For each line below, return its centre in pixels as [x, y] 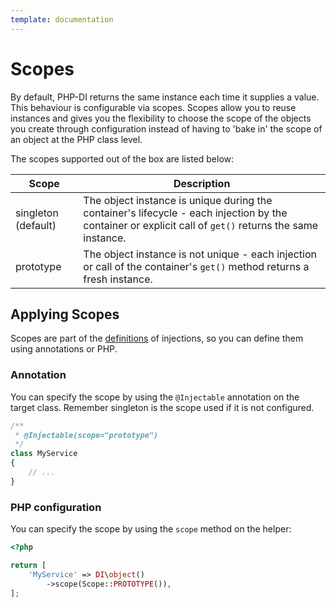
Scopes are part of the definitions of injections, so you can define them [157, 338]
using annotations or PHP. [64, 349]
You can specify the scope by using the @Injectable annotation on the [155, 397]
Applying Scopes [65, 314]
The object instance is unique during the [178, 200]
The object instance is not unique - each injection [200, 254]
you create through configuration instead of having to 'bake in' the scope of [166, 128]
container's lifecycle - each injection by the [185, 213]
